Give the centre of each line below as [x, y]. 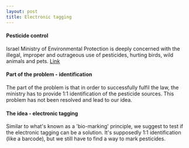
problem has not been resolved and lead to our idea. [69, 99]
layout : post [22, 11]
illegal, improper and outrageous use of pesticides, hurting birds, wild [90, 55]
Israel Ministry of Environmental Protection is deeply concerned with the [93, 49]
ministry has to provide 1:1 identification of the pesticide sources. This [90, 94]
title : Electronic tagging [39, 17]
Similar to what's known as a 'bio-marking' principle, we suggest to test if [94, 126]
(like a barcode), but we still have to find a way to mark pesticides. [86, 139]
